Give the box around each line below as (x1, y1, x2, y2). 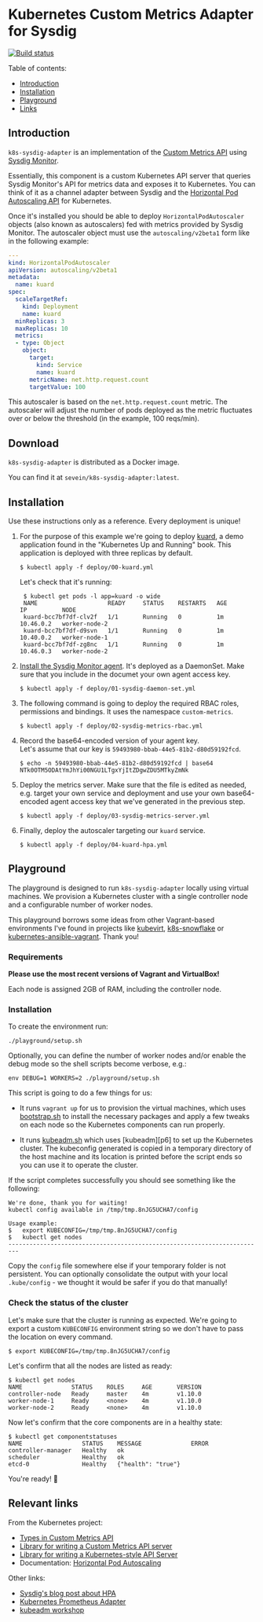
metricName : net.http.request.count (28, 376, 149, 383)
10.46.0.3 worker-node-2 (19, 648, 108, 655)
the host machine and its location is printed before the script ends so (19, 1152, 243, 1161)
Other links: (8, 1573, 46, 1583)
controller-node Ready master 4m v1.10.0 (8, 1389, 202, 1398)
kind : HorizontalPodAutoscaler (8, 259, 111, 266)
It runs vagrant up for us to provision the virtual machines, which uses (19, 1103, 246, 1113)
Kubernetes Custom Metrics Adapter (8, 6, 254, 24)
